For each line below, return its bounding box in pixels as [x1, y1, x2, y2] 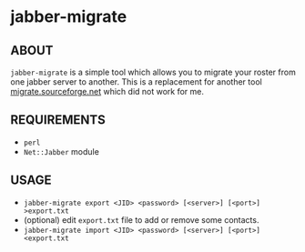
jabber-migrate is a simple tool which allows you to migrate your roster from [10, 66, 297, 77]
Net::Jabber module [23, 146, 99, 156]
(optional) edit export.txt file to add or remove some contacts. [23, 214, 259, 225]
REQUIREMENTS [10, 112, 106, 128]
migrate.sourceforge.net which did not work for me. [10, 86, 204, 96]
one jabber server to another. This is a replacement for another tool [10, 76, 262, 87]
